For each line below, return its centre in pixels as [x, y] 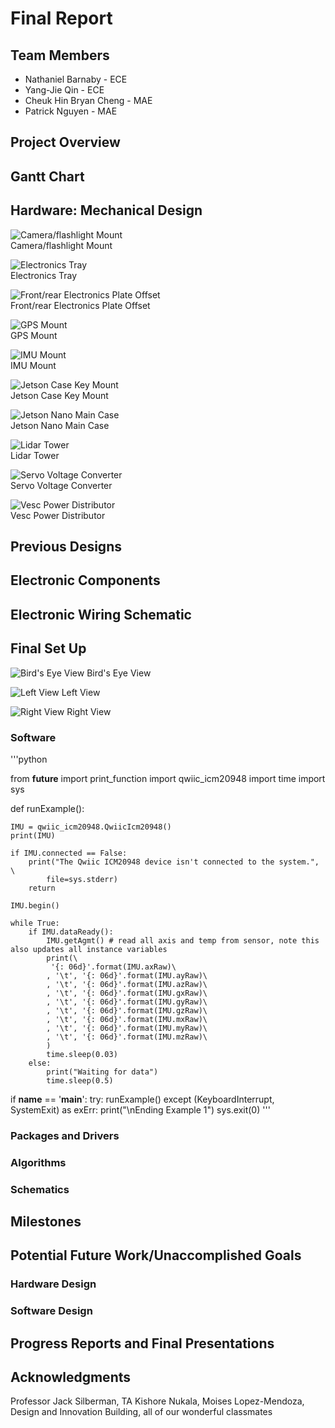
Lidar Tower [35, 455]
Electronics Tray [44, 275]
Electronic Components [85, 580]
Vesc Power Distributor [58, 515]
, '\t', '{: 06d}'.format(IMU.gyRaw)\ [127, 1002]
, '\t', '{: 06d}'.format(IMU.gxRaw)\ [127, 993]
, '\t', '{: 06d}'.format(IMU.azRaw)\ [127, 984]
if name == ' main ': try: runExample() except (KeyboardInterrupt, [142, 1099]
